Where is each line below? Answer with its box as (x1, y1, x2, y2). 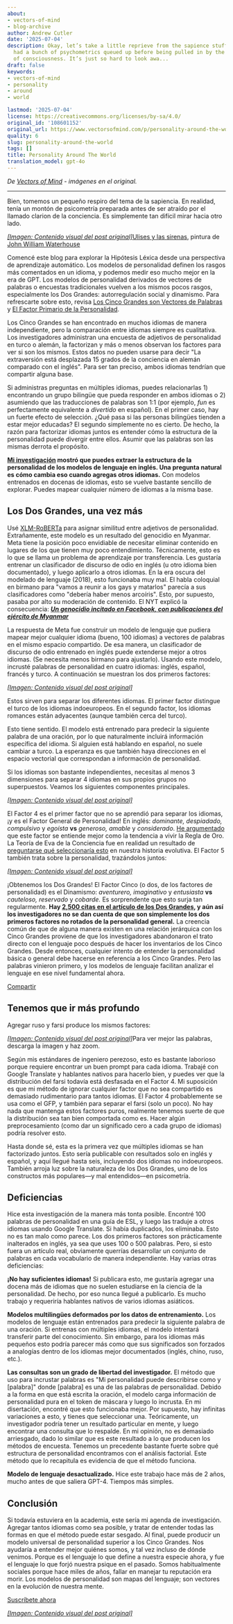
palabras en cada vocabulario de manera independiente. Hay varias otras (7, 1254, 217, 1263)
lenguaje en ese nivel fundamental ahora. (7, 969, 126, 977)
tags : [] (7, 145, 33, 153)
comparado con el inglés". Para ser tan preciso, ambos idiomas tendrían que (7, 362, 226, 371)
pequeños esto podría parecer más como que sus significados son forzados (7, 1340, 225, 1349)
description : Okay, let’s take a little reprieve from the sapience (7, 42, 209, 49)
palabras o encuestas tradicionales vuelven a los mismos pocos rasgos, (7, 282, 213, 291)
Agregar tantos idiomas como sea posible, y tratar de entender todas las (7, 1523, 214, 1532)
